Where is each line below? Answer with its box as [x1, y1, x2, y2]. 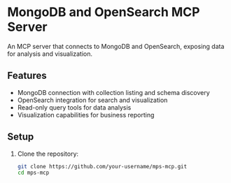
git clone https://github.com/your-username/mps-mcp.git [17, 163, 188, 170]
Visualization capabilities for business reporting [17, 110, 155, 119]
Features [7, 70, 47, 82]
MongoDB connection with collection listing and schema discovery [17, 88, 210, 96]
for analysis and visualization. [7, 50, 93, 58]
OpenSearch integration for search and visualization [17, 96, 168, 104]
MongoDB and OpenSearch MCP [7, 4, 200, 20]
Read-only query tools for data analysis [17, 103, 132, 112]
